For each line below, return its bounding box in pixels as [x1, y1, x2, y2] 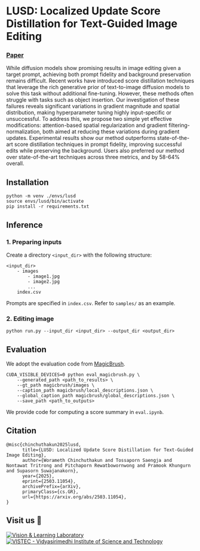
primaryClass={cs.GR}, [21, 489, 79, 495]
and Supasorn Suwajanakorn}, [6, 468, 79, 474]
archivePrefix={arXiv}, [21, 483, 82, 489]
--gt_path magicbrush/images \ [17, 382, 95, 388]
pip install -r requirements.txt [6, 203, 90, 210]
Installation [6, 177, 49, 187]
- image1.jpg [27, 273, 60, 279]
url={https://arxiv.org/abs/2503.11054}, [21, 494, 127, 500]
